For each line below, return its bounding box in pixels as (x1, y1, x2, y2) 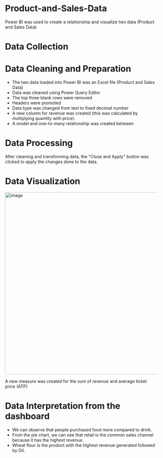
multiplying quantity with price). (12, 115, 76, 121)
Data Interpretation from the (5, 401, 120, 411)
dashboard (5, 411, 50, 422)
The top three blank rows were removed (12, 95, 92, 101)
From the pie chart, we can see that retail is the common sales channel (12, 432, 154, 438)
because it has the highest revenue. (12, 437, 84, 443)
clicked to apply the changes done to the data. (5, 159, 98, 164)
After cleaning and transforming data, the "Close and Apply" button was (5, 154, 149, 159)
